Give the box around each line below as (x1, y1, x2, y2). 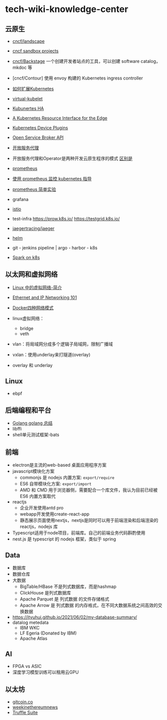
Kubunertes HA (12, 105, 44, 111)
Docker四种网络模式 (12, 304, 54, 310)
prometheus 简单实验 (12, 186, 56, 192)
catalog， (140, 58, 161, 64)
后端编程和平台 (5, 406, 51, 414)
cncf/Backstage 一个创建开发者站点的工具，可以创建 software (12, 58, 140, 64)
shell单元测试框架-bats (12, 431, 60, 438)
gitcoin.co (12, 698, 33, 704)
